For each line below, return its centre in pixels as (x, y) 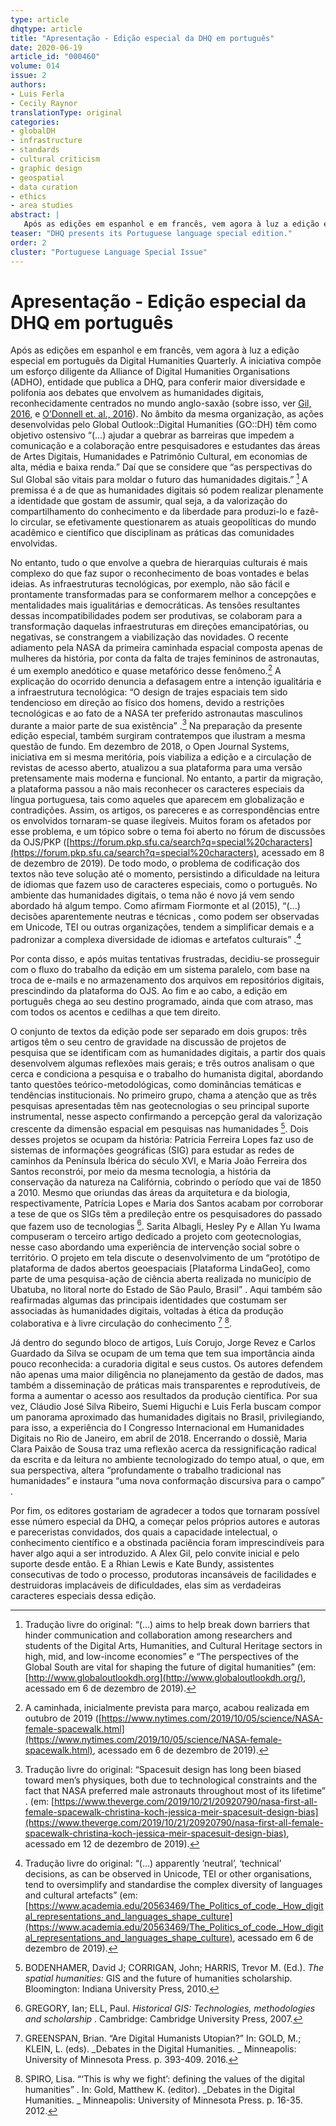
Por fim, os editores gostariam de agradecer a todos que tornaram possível (165, 1511)
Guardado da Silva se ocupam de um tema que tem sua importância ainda (162, 1353)
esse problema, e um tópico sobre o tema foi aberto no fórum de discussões (168, 832)
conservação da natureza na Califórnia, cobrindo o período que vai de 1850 (166, 1182)
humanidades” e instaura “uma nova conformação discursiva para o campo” (167, 1481)
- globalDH (33, 131)
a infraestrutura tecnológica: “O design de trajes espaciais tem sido (149, 692)
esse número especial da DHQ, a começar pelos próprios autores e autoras (165, 1522)
